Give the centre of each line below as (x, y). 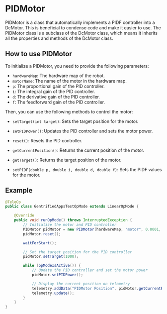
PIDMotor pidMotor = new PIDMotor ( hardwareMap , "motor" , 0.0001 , (92, 229)
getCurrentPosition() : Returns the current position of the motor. (78, 150)
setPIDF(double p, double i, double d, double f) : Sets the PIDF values (87, 169)
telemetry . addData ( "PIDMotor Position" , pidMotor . (85, 288)
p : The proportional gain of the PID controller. (58, 86)
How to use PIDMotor (39, 54)
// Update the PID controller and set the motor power (90, 270)
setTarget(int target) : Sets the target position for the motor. (75, 121)
